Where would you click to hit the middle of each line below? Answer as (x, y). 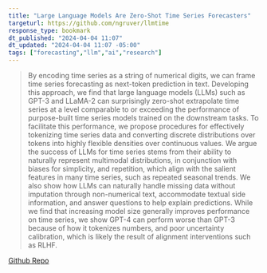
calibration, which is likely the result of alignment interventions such (139, 237)
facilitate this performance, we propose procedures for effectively (136, 126)
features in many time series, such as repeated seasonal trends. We (139, 177)
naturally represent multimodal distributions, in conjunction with (132, 160)
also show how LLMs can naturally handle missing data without (132, 186)
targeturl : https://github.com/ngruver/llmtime (89, 23)
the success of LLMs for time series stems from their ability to (130, 152)
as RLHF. (43, 245)
